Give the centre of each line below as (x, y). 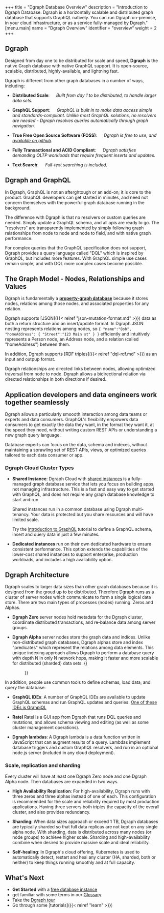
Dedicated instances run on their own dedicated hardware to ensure (82, 544)
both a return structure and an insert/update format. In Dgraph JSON (74, 324)
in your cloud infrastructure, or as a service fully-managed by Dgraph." (76, 23)
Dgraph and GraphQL (38, 180)
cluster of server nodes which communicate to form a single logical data (78, 597)
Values (16, 287)
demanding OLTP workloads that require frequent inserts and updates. (84, 155)
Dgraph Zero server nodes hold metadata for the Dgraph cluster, (77, 617)
